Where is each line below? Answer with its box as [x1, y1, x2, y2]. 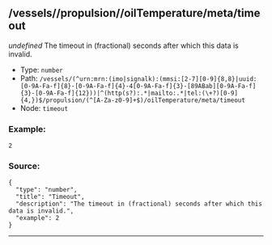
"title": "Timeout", [15, 193, 85, 201]
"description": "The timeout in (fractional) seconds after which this [15, 200, 263, 209]
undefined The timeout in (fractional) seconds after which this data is [8, 40, 239, 50]
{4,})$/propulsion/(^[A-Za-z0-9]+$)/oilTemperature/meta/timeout [19, 96, 245, 104]
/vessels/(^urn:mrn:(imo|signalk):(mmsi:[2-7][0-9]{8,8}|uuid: [39, 74, 257, 83]
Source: [8, 161, 40, 172]
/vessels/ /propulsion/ [8, 6, 121, 20]
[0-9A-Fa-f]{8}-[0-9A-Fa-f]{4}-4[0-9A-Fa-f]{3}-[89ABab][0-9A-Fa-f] [19, 82, 257, 90]
